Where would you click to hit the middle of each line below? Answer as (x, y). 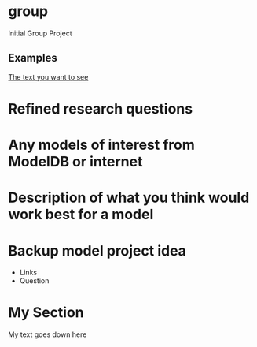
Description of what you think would (129, 198)
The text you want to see (48, 76)
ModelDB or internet (75, 162)
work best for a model (81, 215)
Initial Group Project (40, 33)
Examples (33, 58)
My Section (46, 313)
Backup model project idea (97, 250)
